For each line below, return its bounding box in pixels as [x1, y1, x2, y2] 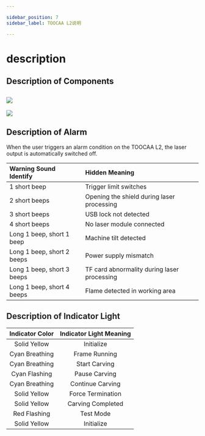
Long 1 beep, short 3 [9, 265, 70, 273]
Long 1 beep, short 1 [9, 230, 70, 238]
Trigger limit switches [85, 182, 147, 190]
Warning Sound [9, 164, 56, 173]
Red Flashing [13, 409, 51, 418]
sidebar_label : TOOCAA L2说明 [6, 20, 81, 26]
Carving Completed [67, 399, 124, 408]
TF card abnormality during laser [85, 265, 179, 273]
